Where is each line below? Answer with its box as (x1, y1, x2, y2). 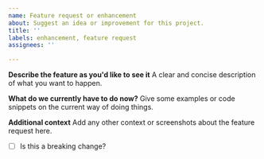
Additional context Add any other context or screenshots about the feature (8, 118, 255, 127)
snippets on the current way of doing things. (8, 103, 153, 112)
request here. (8, 126, 52, 136)
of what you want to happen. (8, 79, 103, 88)
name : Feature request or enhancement (8, 11, 137, 20)
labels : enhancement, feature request (8, 33, 137, 42)
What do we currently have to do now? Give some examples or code (8, 94, 236, 103)
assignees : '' (8, 41, 56, 49)
